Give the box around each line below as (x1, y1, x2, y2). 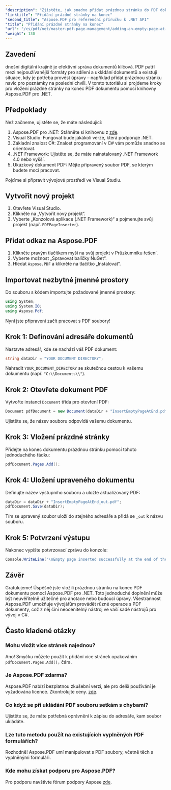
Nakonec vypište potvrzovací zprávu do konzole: (5, 547, 108, 553)
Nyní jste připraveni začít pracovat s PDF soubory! (5, 318, 111, 324)
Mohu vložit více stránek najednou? (5, 642, 96, 649)
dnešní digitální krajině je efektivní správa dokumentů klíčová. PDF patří (5, 63, 155, 69)
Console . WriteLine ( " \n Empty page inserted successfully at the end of (5, 557, 158, 562)
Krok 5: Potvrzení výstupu (5, 533, 90, 542)
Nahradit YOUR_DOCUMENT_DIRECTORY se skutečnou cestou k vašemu (5, 365, 144, 371)
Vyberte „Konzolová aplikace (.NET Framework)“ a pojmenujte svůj (12, 216, 153, 222)
